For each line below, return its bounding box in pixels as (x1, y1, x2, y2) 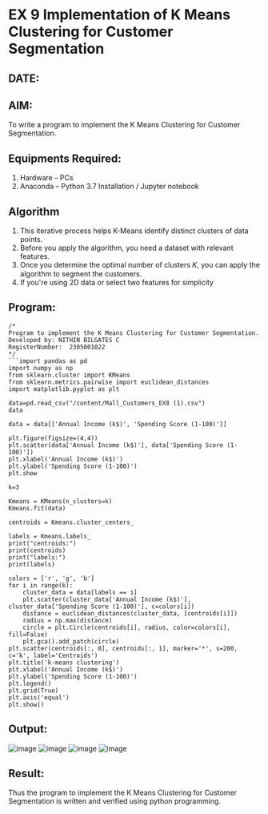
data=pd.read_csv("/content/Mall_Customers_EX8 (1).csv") (8, 399, 206, 407)
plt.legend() (8, 679, 52, 687)
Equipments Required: (8, 151, 122, 165)
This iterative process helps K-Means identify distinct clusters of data (19, 226, 250, 236)
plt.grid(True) (8, 687, 59, 695)
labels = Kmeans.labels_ (8, 532, 91, 540)
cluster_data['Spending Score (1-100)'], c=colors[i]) (8, 602, 195, 610)
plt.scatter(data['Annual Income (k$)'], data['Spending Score (8, 441, 224, 449)
